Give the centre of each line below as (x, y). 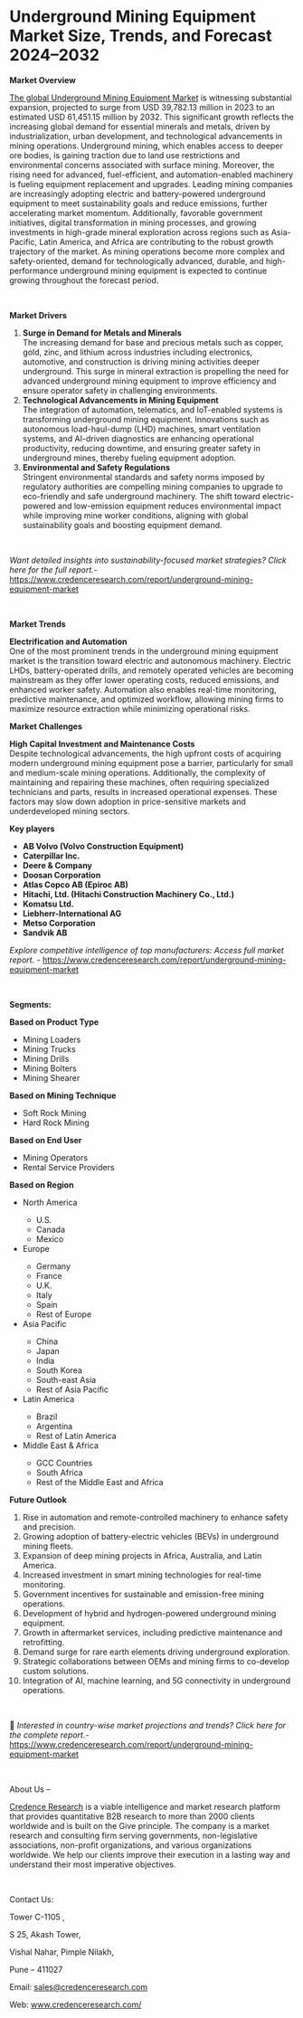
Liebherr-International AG (72, 913)
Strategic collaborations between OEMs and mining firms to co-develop (156, 1661)
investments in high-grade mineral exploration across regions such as (139, 232)
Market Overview (43, 80)
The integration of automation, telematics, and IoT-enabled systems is (152, 410)
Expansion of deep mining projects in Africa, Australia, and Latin (142, 1555)
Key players (32, 829)
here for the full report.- (53, 569)
